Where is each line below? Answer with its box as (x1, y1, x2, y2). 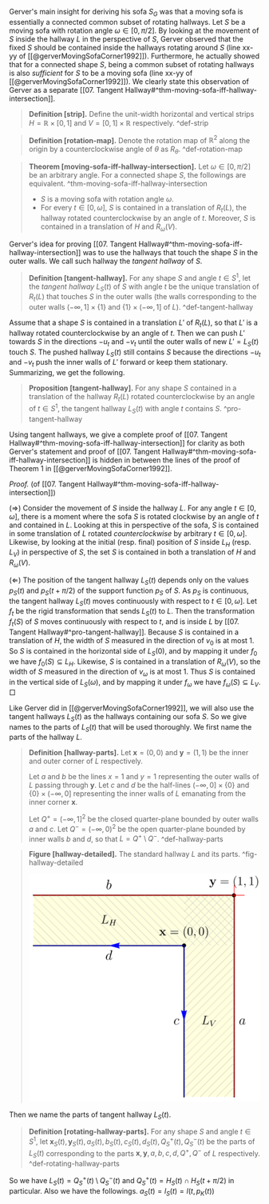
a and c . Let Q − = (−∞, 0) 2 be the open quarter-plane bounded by (28, 823, 246, 834)
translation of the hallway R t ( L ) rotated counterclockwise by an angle (28, 392, 255, 403)
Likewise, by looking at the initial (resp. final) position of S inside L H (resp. (9, 537, 251, 549)
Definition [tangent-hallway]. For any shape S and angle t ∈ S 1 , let (28, 271, 251, 282)
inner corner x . (28, 798, 78, 807)
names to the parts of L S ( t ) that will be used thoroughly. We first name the (9, 722, 252, 734)
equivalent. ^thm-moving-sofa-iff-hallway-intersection (28, 179, 208, 189)
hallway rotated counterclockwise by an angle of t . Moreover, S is (40, 214, 256, 223)
